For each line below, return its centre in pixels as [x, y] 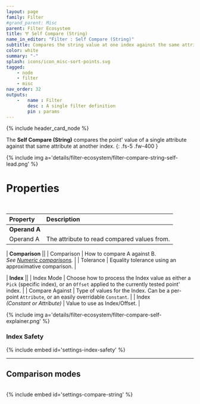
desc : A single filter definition [72, 106]
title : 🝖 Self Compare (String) [47, 34]
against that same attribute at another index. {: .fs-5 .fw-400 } [82, 146]
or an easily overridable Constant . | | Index [99, 297]
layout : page [22, 12]
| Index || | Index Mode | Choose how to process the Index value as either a [99, 278]
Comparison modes [43, 374]
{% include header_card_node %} [48, 128]
